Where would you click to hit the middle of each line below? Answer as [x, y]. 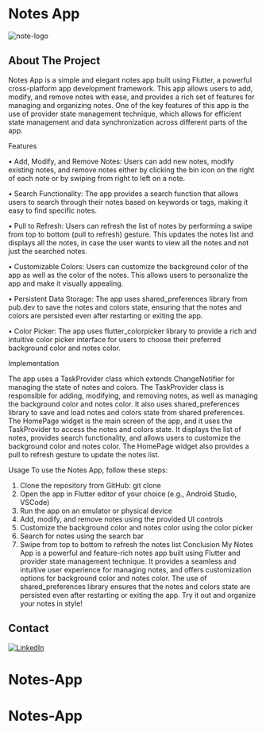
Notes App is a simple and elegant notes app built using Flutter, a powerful [130, 79]
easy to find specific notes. [53, 210]
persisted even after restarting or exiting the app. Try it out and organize [138, 595]
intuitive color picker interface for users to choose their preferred [115, 339]
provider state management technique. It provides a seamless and [128, 561]
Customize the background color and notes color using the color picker [136, 527]
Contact [29, 628]
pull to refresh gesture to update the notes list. [84, 454]
